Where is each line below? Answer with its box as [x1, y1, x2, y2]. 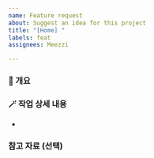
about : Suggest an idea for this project [8, 19, 147, 27]
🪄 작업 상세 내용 [8, 98, 67, 109]
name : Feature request [8, 11, 83, 20]
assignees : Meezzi [8, 41, 69, 49]
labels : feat [8, 33, 51, 42]
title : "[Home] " [8, 26, 66, 34]
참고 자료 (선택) [8, 141, 63, 152]
